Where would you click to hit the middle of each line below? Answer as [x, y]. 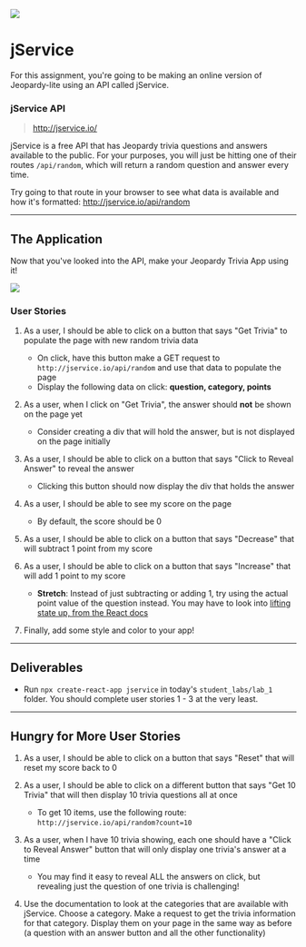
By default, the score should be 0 [99, 521]
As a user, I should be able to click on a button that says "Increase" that [157, 567]
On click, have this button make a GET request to [128, 358]
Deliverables [47, 667]
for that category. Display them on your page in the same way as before [158, 922]
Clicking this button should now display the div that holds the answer [166, 487]
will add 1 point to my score [74, 576]
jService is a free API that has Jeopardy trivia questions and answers [139, 146]
